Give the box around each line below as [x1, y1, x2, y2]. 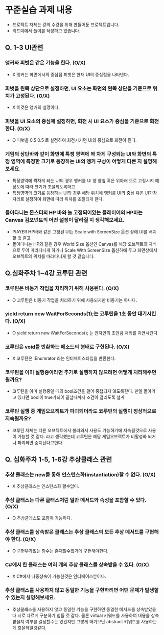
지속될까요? [5, 415, 31, 422]
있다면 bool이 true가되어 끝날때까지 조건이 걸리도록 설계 [17, 394, 125, 400]
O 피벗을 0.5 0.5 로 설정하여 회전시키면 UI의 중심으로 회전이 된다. [12, 137, 137, 143]
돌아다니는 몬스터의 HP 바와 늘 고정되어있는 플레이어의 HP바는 [5, 209, 143, 216]
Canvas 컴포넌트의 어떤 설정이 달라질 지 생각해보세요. [5, 217, 125, 224]
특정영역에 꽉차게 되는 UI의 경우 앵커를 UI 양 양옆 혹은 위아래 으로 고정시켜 [12, 178, 154, 183]
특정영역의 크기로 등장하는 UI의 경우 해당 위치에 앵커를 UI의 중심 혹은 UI [12, 190, 149, 196]
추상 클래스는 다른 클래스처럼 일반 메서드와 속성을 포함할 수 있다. [5, 497, 147, 504]
